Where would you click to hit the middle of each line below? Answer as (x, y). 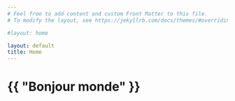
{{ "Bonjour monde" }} (74, 87)
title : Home (24, 52)
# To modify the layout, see (50, 20)
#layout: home (28, 33)
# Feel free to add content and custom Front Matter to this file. (108, 14)
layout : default (31, 46)
